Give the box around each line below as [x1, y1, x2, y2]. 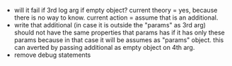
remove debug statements [13, 51, 91, 59]
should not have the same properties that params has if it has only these [13, 28, 225, 37]
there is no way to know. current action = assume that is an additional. [13, 13, 219, 22]
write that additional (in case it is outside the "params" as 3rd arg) [13, 21, 207, 29]
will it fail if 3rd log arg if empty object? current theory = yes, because [13, 6, 218, 14]
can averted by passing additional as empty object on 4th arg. [13, 44, 195, 51]
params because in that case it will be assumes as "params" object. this [13, 36, 224, 44]
